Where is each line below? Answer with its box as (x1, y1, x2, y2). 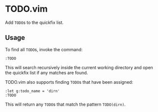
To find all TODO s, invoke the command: (5, 46, 83, 52)
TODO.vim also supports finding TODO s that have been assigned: (5, 79, 133, 85)
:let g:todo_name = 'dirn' (5, 89, 60, 93)
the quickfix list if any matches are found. (5, 70, 88, 75)
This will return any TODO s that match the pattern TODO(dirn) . (5, 101, 126, 107)
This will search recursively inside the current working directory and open (5, 64, 154, 70)
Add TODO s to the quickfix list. (5, 19, 64, 25)
